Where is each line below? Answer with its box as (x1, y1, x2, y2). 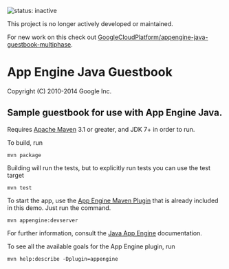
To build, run (7, 138, 43, 147)
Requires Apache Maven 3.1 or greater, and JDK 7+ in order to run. (7, 125, 195, 133)
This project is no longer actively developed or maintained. (7, 20, 173, 27)
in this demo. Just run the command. (7, 203, 111, 212)
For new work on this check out (7, 33, 97, 41)
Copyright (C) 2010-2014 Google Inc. (7, 86, 112, 95)
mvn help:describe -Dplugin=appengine (7, 255, 118, 262)
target (7, 171, 24, 179)
